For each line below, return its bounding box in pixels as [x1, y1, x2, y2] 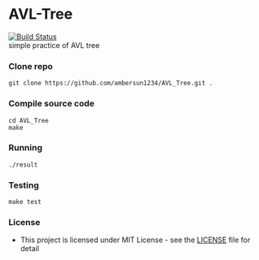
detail [20, 244, 39, 253]
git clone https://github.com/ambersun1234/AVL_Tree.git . [8, 79, 213, 88]
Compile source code [8, 98, 95, 110]
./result [8, 160, 38, 169]
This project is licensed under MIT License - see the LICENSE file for [20, 235, 251, 245]
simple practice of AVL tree [8, 40, 100, 50]
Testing [8, 180, 39, 191]
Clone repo [8, 60, 53, 71]
